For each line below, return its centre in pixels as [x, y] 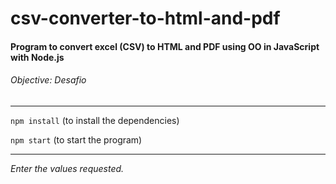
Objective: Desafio [48, 80]
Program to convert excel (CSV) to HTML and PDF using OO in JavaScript [165, 46]
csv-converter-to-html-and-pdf [145, 18]
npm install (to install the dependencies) [95, 120]
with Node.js [37, 57]
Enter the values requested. [67, 168]
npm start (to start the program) [76, 139]
